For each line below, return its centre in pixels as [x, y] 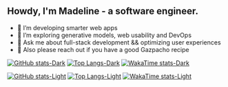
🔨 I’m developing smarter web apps [68, 27]
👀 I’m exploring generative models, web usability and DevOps [104, 35]
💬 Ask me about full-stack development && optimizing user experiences [119, 42]
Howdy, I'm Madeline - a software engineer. [103, 11]
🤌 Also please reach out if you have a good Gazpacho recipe [103, 49]
